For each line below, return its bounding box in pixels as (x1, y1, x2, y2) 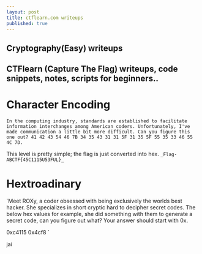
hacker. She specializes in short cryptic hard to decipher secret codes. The (6, 204, 196, 211)
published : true (6, 20, 48, 26)
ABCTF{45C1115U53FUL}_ (6, 157, 64, 163)
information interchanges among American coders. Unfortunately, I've (6, 124, 190, 130)
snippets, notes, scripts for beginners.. (6, 73, 159, 84)
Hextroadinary (6, 177, 81, 191)
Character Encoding (6, 98, 111, 112)
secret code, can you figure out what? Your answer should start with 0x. (6, 217, 189, 224)
